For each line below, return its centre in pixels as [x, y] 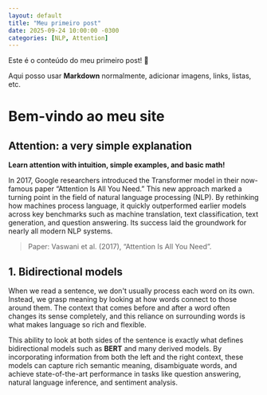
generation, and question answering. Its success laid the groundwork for [128, 223]
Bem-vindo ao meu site [86, 117]
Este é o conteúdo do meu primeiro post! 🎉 [79, 61]
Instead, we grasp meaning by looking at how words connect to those [123, 299]
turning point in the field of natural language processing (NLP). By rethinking [133, 197]
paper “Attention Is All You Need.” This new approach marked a [138, 189]
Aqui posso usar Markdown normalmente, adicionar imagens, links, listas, [130, 76]
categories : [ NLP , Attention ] [59, 38]
